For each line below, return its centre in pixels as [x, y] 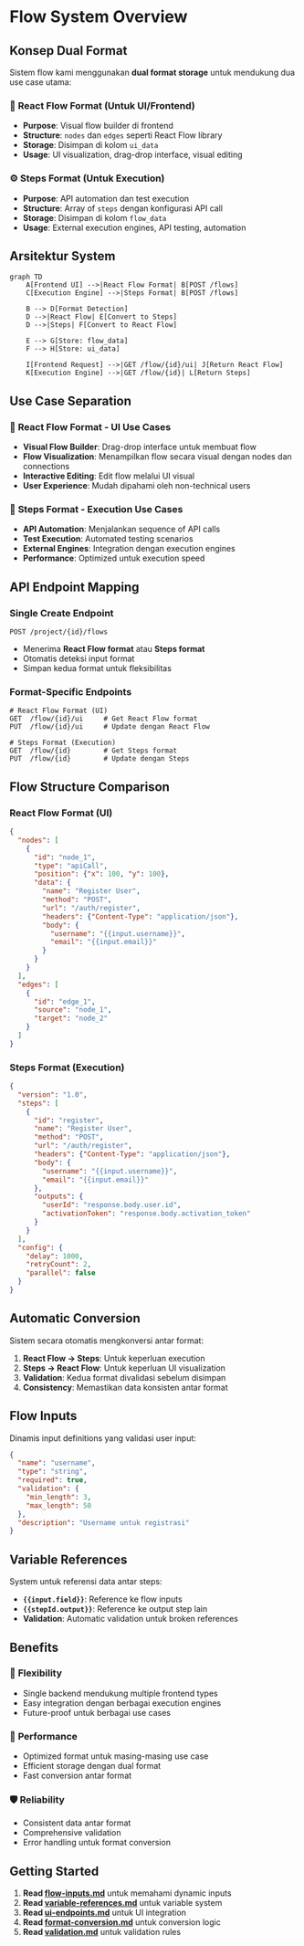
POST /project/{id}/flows [58, 632]
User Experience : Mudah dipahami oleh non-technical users [136, 486]
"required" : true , [53, 1480]
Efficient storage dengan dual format [92, 1766]
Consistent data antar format [77, 1823]
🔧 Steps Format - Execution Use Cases [96, 510]
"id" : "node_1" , [64, 857]
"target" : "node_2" [70, 1019]
